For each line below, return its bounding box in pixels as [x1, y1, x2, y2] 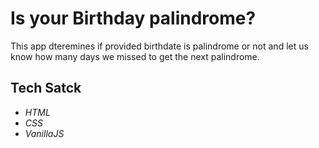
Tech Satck [10, 80, 82, 97]
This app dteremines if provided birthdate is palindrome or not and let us [10, 40, 309, 52]
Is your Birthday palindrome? [10, 7, 257, 30]
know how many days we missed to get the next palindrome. [10, 50, 260, 62]
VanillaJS [24, 127, 65, 139]
